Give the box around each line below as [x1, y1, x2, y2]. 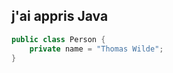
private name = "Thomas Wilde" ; [29, 44, 164, 54]
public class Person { [11, 34, 106, 44]
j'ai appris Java [11, 8, 109, 25]
